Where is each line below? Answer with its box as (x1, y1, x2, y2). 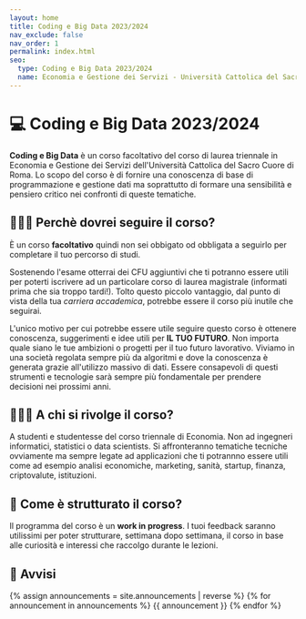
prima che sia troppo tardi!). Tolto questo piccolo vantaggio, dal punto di (9, 286, 280, 297)
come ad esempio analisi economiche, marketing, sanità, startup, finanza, (9, 461, 286, 472)
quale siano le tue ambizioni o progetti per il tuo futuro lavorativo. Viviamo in (9, 342, 295, 353)
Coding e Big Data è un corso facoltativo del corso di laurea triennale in (9, 149, 279, 160)
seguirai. (9, 305, 43, 316)
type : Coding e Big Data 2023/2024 (17, 65, 153, 74)
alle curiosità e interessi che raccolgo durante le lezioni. (9, 540, 219, 551)
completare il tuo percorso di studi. (9, 249, 141, 259)
